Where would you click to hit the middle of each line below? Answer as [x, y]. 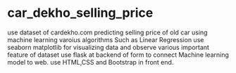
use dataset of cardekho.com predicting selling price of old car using [107, 32]
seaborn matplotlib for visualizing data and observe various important [108, 47]
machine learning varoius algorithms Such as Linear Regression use [106, 39]
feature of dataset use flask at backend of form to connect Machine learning [118, 55]
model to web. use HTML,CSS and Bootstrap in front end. [91, 62]
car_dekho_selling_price [80, 13]
